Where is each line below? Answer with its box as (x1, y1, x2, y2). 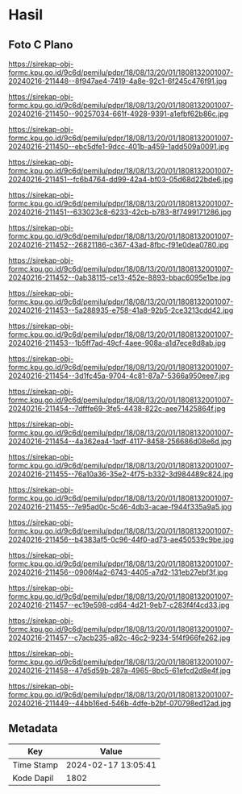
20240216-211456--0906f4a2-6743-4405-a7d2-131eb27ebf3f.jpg (8, 567, 228, 577)
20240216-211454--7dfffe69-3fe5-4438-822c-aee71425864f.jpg (8, 404, 226, 413)
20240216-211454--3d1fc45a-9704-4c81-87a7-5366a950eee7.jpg (8, 371, 230, 380)
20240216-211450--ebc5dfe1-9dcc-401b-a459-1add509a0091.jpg (8, 142, 230, 151)
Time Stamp (12, 759, 59, 771)
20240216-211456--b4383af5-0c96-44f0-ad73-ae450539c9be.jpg (8, 534, 234, 544)
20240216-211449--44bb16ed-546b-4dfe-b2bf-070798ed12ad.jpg (8, 699, 232, 708)
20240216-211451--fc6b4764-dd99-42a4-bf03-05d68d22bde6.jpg (8, 175, 234, 184)
